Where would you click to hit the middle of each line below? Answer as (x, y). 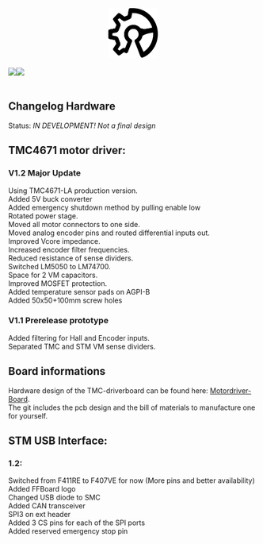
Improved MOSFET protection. (58, 283)
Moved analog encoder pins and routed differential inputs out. (109, 233)
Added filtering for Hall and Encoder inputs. (79, 338)
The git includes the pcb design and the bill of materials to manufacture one (132, 407)
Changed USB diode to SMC (55, 498)
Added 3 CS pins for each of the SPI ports (76, 523)
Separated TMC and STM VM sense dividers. (82, 346)
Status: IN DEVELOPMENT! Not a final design (82, 125)
